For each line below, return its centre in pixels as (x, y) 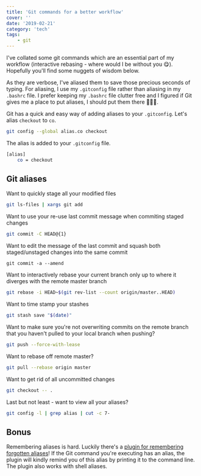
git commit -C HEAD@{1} (37, 234)
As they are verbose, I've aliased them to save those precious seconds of (98, 82)
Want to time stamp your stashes (48, 304)
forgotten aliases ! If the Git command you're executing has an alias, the (96, 453)
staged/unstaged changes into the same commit (67, 252)
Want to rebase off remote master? (50, 356)
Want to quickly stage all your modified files (61, 193)
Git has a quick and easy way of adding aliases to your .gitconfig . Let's (97, 114)
